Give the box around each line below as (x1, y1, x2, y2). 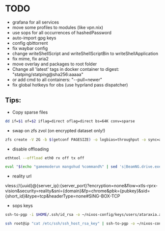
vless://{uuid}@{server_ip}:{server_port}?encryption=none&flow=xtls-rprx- (5, 183, 158, 189)
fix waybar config (12, 45, 48, 51)
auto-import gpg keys (12, 35, 56, 41)
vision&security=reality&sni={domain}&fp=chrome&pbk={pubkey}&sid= (5, 188, 150, 194)
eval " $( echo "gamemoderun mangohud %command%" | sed (5, 164, 118, 170)
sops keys (12, 202, 33, 209)
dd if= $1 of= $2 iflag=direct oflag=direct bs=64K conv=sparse (5, 118, 135, 123)
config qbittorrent (12, 40, 48, 46)
